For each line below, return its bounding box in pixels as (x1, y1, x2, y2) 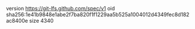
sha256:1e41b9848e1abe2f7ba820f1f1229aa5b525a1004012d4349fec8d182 (6, 11, 190, 18)
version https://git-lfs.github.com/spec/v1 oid (6, 5, 115, 12)
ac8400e (6, 17, 28, 24)
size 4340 (29, 17, 54, 24)
